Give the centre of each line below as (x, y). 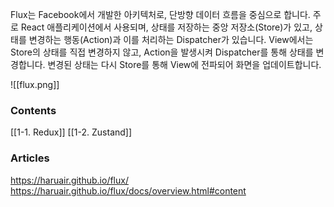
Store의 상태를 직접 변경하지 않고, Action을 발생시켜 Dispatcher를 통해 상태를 (162, 52)
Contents (33, 110)
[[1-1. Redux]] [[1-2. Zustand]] (71, 132)
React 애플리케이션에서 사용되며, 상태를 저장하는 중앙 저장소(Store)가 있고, (166, 27)
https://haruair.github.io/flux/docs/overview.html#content (128, 190)
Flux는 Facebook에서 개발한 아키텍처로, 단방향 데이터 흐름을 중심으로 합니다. (160, 14)
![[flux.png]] (35, 84)
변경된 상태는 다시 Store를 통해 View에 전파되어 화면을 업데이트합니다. (184, 64)
